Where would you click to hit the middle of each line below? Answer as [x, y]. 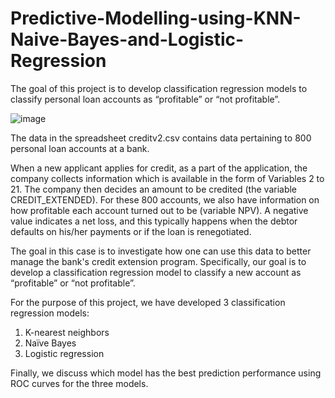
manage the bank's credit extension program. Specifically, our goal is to [158, 261]
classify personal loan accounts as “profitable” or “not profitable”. [145, 99]
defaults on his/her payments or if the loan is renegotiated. [131, 231]
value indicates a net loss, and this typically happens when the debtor [154, 221]
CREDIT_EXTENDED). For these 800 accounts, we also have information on [165, 199]
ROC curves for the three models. [79, 383]
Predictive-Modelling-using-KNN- [156, 18]
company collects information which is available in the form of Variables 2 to [167, 178]
